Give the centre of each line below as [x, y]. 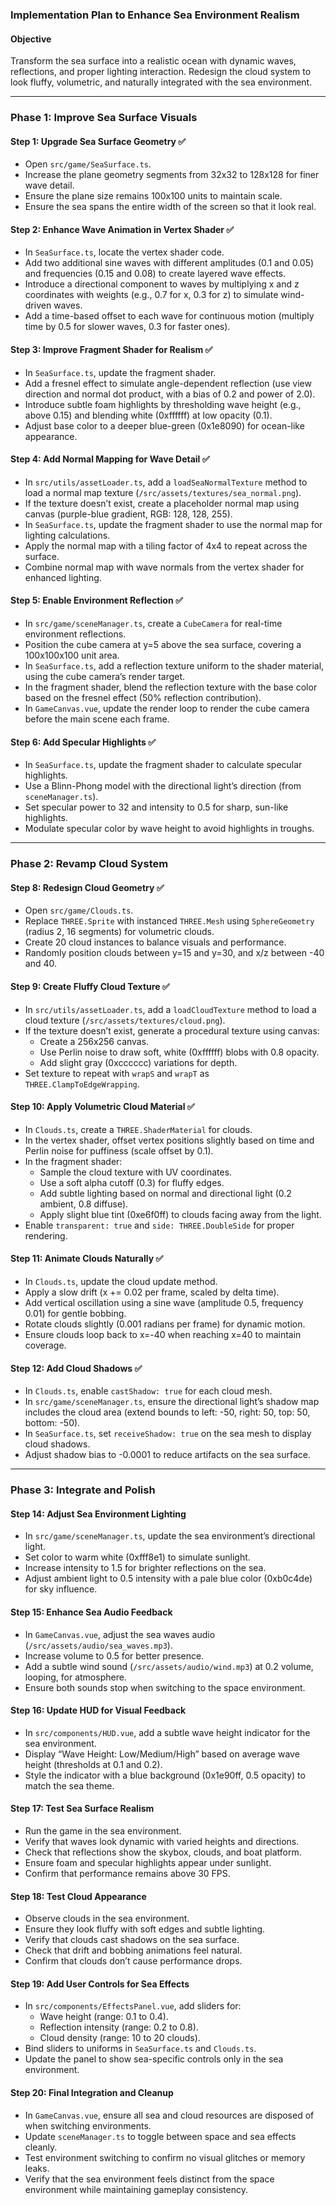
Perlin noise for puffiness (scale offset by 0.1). [119, 1150]
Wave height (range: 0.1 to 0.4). [104, 2017]
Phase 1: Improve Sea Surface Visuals [104, 118]
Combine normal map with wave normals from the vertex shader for [164, 567]
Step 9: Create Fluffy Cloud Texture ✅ [90, 986]
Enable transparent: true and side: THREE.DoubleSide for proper [159, 1225]
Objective [31, 39]
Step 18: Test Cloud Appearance [78, 1896]
